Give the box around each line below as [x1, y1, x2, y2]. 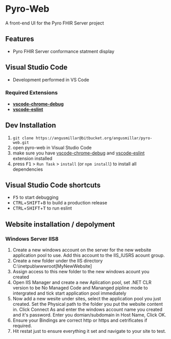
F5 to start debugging [12, 194, 59, 200]
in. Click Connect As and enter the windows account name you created [12, 306, 162, 312]
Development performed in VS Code [12, 76, 89, 83]
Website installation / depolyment [5, 220, 115, 228]
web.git [12, 140, 29, 145]
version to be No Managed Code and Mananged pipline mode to [12, 285, 148, 291]
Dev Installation [5, 121, 56, 130]
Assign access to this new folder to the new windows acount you [12, 269, 150, 275]
